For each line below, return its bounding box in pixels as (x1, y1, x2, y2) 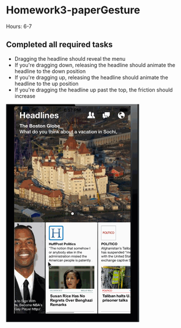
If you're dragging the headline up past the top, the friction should (14, 86, 173, 93)
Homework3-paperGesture (6, 4, 141, 17)
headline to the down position (14, 68, 86, 75)
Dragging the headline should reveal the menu (14, 55, 126, 62)
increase (14, 92, 36, 99)
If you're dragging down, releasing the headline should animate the (14, 61, 176, 68)
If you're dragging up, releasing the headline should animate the (14, 74, 169, 81)
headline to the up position (14, 80, 79, 87)
